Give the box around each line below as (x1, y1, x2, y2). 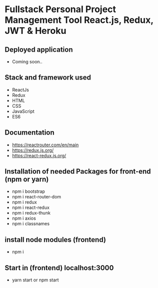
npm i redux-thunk (12, 210, 51, 216)
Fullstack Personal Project (5, 4, 116, 15)
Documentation (5, 128, 55, 137)
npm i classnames (12, 221, 50, 227)
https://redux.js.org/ (12, 147, 54, 153)
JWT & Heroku (5, 25, 66, 36)
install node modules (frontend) (5, 235, 106, 244)
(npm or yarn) (5, 175, 49, 184)
